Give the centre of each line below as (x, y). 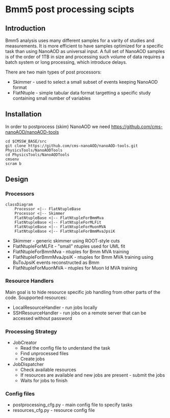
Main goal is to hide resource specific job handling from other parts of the (83, 292)
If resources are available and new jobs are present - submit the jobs (92, 375)
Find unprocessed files (44, 354)
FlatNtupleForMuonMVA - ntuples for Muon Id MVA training (75, 268)
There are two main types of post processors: (53, 72)
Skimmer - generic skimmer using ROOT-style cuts (66, 240)
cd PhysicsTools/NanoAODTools (38, 155)
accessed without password (42, 318)
